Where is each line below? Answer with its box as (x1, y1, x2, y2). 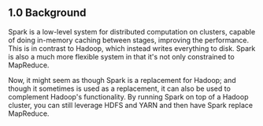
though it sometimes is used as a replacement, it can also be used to (8, 84, 231, 93)
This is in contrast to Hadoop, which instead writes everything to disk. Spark (8, 43, 256, 53)
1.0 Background (8, 6, 87, 20)
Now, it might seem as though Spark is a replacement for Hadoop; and (8, 75, 236, 85)
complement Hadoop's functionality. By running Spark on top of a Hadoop (8, 92, 249, 101)
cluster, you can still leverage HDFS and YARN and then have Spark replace (8, 100, 254, 110)
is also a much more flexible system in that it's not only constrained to (8, 52, 235, 61)
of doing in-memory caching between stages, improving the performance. (8, 35, 250, 45)
